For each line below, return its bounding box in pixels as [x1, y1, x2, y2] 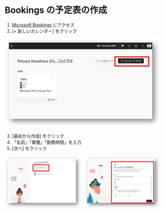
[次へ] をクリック [11, 145, 47, 151]
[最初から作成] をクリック [11, 133, 64, 139]
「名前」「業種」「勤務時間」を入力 [11, 139, 82, 145]
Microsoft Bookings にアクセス [11, 22, 75, 28]
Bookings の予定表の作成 [4, 4, 108, 16]
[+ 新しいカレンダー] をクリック [11, 28, 77, 34]
